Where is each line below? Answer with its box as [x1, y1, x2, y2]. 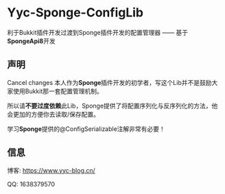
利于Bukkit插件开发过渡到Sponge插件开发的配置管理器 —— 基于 [7, 28, 189, 36]
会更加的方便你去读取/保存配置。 [7, 110, 100, 118]
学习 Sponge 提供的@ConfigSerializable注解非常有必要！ [7, 125, 166, 133]
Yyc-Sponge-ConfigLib [7, 5, 144, 21]
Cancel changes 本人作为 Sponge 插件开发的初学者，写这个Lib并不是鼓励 [7, 78, 212, 86]
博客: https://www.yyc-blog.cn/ [7, 166, 96, 174]
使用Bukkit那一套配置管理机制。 [12, 87, 103, 95]
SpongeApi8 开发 [7, 36, 56, 45]
